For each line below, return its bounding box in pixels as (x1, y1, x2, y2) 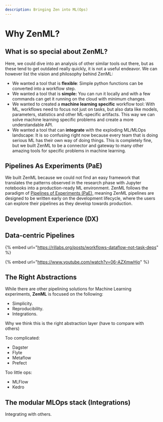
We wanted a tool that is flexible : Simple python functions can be (12, 80, 144, 86)
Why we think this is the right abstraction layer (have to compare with (5, 321, 145, 326)
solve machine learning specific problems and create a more (12, 117, 134, 122)
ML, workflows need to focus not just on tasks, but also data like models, (12, 106, 159, 112)
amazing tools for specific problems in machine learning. (12, 147, 127, 154)
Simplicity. (12, 301, 33, 306)
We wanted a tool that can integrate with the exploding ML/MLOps (12, 127, 146, 133)
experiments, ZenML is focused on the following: (5, 291, 104, 297)
